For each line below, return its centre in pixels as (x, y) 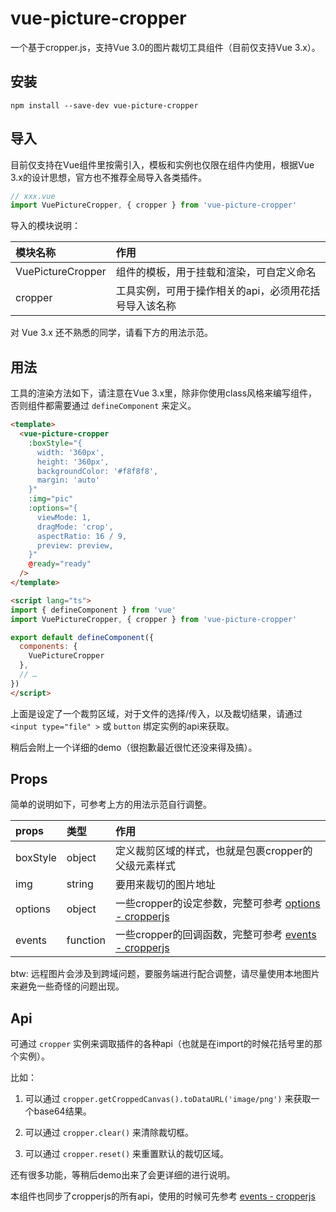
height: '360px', (73, 462)
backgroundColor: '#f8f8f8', (97, 471)
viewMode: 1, (64, 517)
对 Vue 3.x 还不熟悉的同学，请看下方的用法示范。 (111, 333)
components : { (48, 647)
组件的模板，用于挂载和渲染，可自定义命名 (216, 272)
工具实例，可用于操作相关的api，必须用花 (213, 291)
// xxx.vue (33, 196)
